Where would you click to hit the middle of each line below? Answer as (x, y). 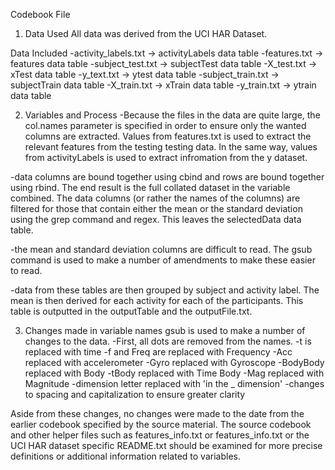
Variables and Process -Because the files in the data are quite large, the (172, 115)
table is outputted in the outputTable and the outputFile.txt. (131, 311)
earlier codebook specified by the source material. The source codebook (161, 424)
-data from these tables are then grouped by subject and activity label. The (165, 290)
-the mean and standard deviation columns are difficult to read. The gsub (161, 249)
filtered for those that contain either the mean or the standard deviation (156, 208)
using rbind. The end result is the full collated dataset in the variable (150, 187)
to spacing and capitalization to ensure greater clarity (135, 394)
